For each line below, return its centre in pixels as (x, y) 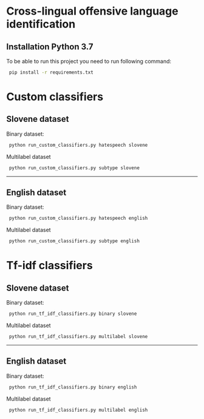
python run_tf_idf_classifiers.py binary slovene (73, 314)
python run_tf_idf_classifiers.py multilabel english (78, 410)
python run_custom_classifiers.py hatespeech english (78, 218)
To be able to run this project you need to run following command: (89, 61)
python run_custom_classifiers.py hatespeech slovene (78, 145)
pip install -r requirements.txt (51, 72)
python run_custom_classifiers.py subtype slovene (74, 168)
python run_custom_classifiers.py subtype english (74, 241)
